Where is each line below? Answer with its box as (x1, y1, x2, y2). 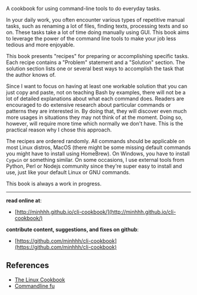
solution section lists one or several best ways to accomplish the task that (6, 65, 184, 72)
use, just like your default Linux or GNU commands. (6, 169, 131, 175)
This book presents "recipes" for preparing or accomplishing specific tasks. (6, 53, 189, 59)
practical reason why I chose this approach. (6, 126, 112, 133)
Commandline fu (14, 282, 55, 289)
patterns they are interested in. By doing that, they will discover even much (6, 108, 187, 114)
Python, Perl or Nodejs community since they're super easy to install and (6, 162, 182, 169)
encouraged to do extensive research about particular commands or (6, 101, 171, 108)
